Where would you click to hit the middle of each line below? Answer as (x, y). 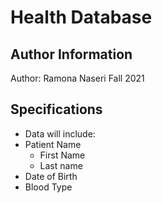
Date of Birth (51, 176)
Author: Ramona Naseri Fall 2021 (77, 78)
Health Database (81, 17)
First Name (62, 155)
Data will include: (60, 133)
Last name (61, 165)
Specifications (56, 109)
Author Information (71, 54)
